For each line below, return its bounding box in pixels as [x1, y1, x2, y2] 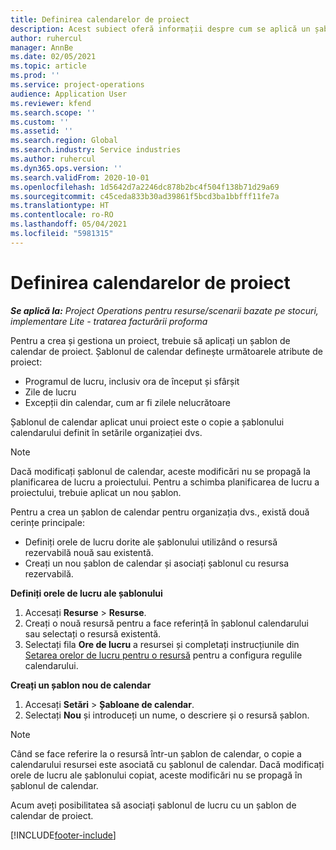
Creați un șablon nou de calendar [10, 679, 152, 691]
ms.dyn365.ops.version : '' [10, 163, 123, 173]
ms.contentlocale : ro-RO [10, 210, 114, 220]
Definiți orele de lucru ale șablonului [10, 587, 163, 599]
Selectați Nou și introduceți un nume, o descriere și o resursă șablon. [24, 709, 310, 721]
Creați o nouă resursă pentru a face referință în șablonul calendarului [24, 617, 309, 629]
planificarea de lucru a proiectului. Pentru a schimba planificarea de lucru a [10, 476, 320, 488]
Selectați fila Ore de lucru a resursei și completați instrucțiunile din [24, 638, 300, 650]
